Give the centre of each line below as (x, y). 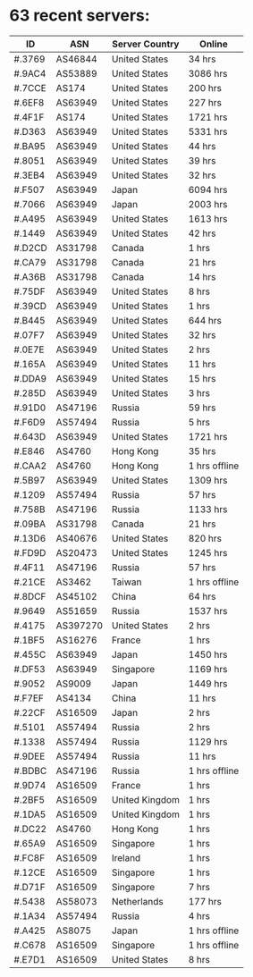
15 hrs (202, 378)
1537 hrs (208, 611)
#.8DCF (30, 596)
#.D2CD (30, 248)
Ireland (126, 857)
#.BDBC (30, 771)
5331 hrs (208, 131)
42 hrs (202, 233)
